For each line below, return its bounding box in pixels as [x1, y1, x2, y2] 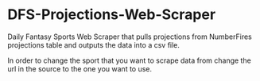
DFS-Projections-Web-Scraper [7, 6, 216, 24]
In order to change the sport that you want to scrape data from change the [7, 56, 251, 65]
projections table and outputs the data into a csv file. [7, 40, 180, 49]
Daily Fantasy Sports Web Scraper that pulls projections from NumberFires [7, 32, 252, 41]
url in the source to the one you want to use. [7, 64, 153, 73]
